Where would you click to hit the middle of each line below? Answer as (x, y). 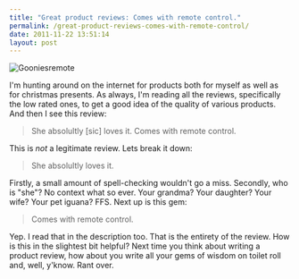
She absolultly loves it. (72, 165)
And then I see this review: (58, 114)
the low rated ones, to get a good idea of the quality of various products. (143, 105)
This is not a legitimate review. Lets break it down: (101, 148)
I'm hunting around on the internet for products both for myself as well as (144, 85)
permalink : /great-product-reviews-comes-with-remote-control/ (129, 26)
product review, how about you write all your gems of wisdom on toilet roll (145, 256)
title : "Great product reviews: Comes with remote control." (125, 17)
